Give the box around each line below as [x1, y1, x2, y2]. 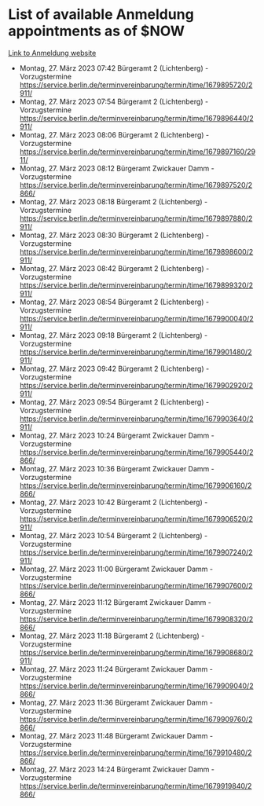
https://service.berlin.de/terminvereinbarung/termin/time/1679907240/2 [19, 548, 253, 557]
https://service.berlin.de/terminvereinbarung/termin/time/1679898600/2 [19, 247, 254, 256]
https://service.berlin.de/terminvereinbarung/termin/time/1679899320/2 [19, 280, 254, 290]
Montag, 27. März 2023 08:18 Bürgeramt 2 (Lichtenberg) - [19, 196, 208, 206]
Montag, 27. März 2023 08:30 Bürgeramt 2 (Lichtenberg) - [19, 230, 210, 240]
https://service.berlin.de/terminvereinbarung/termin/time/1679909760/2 [19, 714, 253, 724]
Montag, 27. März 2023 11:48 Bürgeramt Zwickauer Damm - [19, 731, 214, 740]
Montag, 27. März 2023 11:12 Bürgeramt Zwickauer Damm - [19, 597, 212, 606]
